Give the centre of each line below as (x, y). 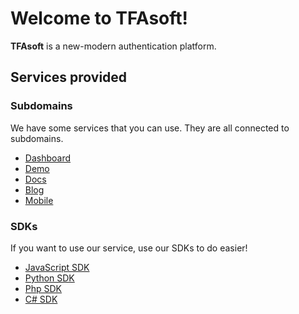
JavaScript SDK (57, 267)
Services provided (69, 77)
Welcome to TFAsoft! (99, 18)
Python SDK (49, 278)
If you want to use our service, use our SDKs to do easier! (129, 248)
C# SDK (41, 299)
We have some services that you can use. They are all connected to (150, 128)
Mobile (39, 200)
